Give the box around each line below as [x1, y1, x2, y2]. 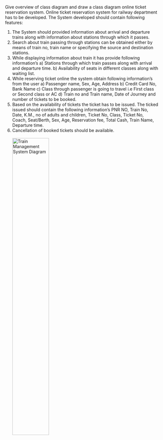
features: [5, 19, 23, 25]
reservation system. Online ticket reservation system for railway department [5, 9, 157, 15]
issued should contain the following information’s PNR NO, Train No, [12, 107, 148, 113]
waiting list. [12, 71, 36, 76]
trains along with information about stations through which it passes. [12, 34, 150, 40]
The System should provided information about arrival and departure [12, 29, 150, 35]
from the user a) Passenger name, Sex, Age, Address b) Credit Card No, [12, 81, 157, 87]
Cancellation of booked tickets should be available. [12, 128, 114, 133]
